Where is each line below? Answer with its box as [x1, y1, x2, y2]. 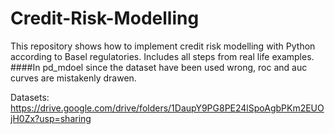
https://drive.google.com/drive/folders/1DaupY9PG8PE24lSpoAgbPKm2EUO [10, 102, 325, 114]
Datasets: [10, 91, 50, 103]
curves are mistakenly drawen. [10, 72, 137, 84]
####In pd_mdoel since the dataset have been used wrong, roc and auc [10, 61, 308, 73]
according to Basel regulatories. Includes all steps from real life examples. [10, 50, 315, 62]
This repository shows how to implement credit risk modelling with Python [10, 40, 316, 52]
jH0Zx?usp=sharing [10, 112, 92, 124]
